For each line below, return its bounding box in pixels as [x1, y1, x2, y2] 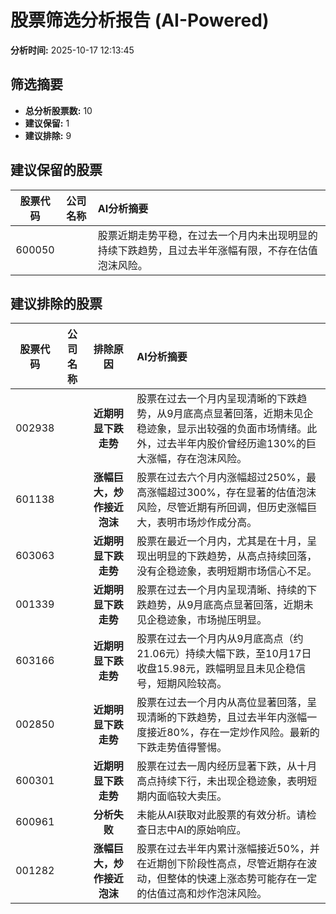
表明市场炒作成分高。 [156, 516, 258, 530]
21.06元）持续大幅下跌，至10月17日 [136, 647, 312, 661]
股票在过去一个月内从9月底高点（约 [136, 632, 304, 646]
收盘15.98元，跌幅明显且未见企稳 [136, 662, 297, 676]
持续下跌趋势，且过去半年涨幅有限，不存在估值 [97, 243, 318, 257]
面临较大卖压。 [156, 789, 228, 803]
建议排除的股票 [10, 295, 103, 312]
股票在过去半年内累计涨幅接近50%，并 [136, 842, 320, 856]
